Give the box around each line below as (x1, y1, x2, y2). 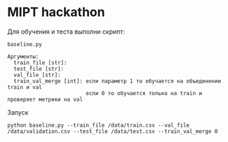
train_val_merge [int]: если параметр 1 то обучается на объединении (13, 78, 221, 85)
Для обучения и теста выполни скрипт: (7, 27, 125, 36)
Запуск (7, 108, 29, 116)
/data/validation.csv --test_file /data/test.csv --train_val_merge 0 (7, 127, 218, 135)
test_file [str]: (13, 65, 65, 72)
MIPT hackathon (7, 4, 105, 20)
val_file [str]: (13, 71, 61, 78)
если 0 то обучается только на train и (85, 90, 202, 97)
